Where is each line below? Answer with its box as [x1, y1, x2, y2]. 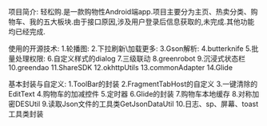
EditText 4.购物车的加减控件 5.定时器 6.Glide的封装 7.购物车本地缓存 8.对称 [8, 89, 253, 98]
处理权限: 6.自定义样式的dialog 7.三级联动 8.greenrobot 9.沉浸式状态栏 [14, 54, 246, 63]
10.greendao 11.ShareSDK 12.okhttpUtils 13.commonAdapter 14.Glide [8, 63, 233, 72]
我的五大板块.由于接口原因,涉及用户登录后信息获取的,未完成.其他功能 [29, 17, 255, 26]
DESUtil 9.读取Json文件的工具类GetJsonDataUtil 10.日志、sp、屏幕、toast [14, 99, 259, 108]
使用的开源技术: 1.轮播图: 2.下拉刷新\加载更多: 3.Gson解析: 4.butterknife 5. [8, 44, 252, 53]
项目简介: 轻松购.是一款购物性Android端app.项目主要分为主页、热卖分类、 [8, 7, 251, 16]
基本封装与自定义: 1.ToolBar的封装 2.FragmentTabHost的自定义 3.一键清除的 [8, 79, 258, 89]
